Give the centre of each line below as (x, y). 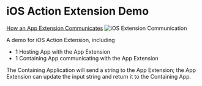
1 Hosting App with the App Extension (63, 52)
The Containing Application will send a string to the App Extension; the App (101, 70)
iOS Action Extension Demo (77, 11)
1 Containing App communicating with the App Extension (87, 58)
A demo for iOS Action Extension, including (61, 40)
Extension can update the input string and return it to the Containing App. (99, 76)
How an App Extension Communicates (55, 28)
